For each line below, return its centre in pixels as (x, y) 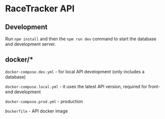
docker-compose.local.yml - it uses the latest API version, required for (76, 86)
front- (154, 86)
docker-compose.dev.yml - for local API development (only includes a (75, 71)
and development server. (30, 44)
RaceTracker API (40, 9)
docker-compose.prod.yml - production (44, 101)
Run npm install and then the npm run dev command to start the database (81, 39)
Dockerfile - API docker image (37, 111)
